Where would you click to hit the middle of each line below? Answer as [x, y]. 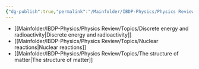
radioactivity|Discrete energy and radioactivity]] [73, 34]
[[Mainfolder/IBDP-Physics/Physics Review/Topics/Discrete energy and [101, 28]
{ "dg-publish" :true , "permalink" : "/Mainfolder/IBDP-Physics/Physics [91, 11]
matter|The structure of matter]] [53, 60]
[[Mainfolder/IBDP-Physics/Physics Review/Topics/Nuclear [86, 41]
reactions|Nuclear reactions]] [50, 47]
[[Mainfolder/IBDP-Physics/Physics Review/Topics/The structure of [96, 53]
